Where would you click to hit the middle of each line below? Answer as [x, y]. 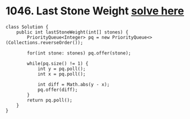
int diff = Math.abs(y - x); [74, 84]
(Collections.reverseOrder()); [44, 42]
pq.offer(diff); [57, 90]
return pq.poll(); [50, 100]
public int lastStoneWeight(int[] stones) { [72, 32]
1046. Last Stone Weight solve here [95, 11]
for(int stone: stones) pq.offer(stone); [79, 53]
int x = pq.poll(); [61, 74]
